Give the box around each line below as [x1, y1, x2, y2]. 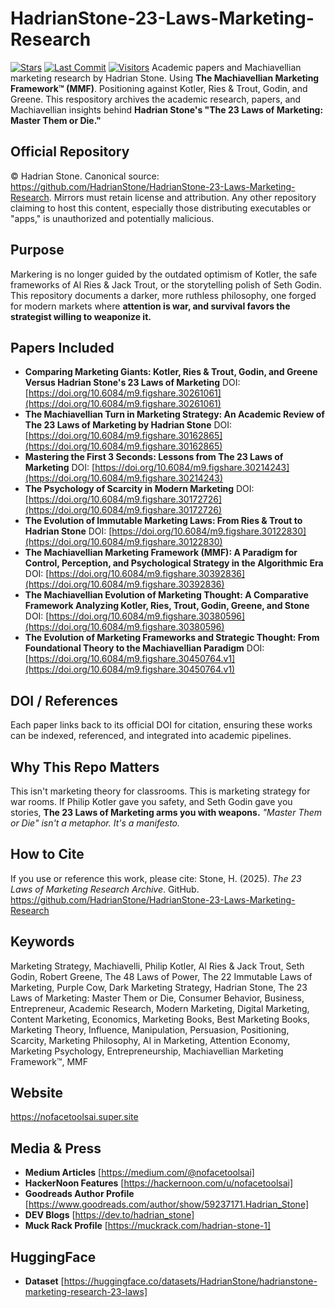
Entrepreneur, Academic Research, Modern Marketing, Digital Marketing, [10, 1002, 310, 1014]
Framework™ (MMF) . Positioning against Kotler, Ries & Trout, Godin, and [10, 82, 308, 94]
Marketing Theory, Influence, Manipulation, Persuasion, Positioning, [10, 1023, 290, 1036]
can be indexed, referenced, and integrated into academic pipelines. [10, 730, 292, 742]
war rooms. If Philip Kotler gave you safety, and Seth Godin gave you [10, 796, 293, 807]
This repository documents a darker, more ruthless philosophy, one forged [10, 289, 317, 301]
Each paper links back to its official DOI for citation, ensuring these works [10, 719, 313, 731]
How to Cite [10, 846, 85, 863]
